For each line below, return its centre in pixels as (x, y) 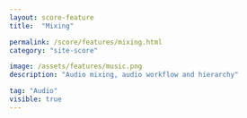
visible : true (36, 99)
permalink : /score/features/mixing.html (86, 42)
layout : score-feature (52, 17)
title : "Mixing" (42, 26)
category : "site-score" (54, 50)
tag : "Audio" (34, 91)
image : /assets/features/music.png (76, 67)
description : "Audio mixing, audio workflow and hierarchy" (124, 75)
